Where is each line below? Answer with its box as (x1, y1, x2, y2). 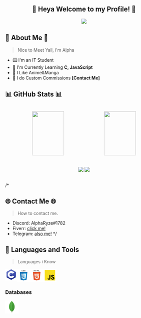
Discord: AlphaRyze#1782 (12, 220, 66, 226)
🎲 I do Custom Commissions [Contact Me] (12, 75, 100, 81)
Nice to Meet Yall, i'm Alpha (17, 47, 74, 53)
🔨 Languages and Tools (5, 245, 79, 254)
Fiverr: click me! (12, 226, 46, 232)
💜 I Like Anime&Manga (12, 69, 59, 75)
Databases (5, 288, 32, 295)
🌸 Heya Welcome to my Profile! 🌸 (32, 5, 136, 14)
